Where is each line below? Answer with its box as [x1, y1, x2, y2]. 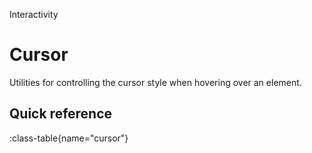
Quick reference [9, 105, 113, 123]
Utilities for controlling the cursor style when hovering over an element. [9, 76, 302, 88]
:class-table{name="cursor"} [9, 132, 129, 144]
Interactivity [9, 9, 59, 20]
